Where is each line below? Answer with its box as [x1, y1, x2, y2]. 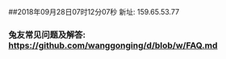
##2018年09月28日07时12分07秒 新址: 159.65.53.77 [8, 7, 180, 16]
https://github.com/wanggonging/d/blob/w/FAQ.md [8, 40, 218, 51]
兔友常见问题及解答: [8, 29, 86, 40]
